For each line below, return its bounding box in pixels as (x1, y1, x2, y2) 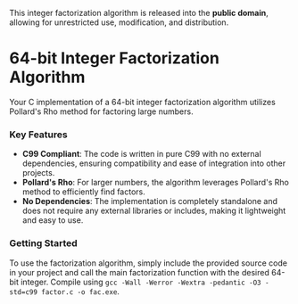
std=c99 (9, 287, 38, 297)
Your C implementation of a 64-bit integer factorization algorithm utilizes (9, 96, 277, 107)
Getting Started (9, 237, 78, 250)
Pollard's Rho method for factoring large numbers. (9, 106, 194, 117)
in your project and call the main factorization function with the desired (9, 267, 270, 277)
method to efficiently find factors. (21, 186, 145, 197)
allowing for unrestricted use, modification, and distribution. (9, 17, 229, 28)
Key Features (9, 128, 69, 141)
